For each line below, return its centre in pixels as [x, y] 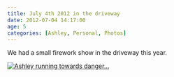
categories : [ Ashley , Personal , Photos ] [67, 33]
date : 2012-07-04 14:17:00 [46, 20]
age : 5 [17, 26]
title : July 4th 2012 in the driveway [64, 14]
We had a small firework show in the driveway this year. [87, 53]
